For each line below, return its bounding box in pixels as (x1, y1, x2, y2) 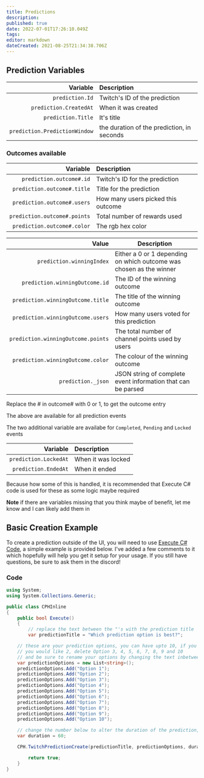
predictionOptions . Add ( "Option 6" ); (17, 694, 110, 700)
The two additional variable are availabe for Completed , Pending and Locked (6, 423, 191, 431)
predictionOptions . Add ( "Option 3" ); (17, 677, 110, 683)
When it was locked (74, 455, 131, 463)
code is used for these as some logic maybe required (6, 486, 140, 494)
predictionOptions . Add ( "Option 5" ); (17, 688, 110, 694)
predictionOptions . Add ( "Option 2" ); (17, 671, 110, 677)
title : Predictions (6, 9, 56, 15)
